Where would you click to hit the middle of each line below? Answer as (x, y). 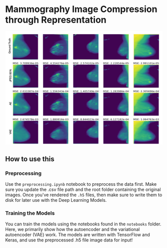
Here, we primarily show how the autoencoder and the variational (72, 229)
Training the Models (30, 213)
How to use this (30, 159)
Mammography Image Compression (81, 9)
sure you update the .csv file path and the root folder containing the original (83, 189)
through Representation (56, 20)
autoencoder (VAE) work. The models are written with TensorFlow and (77, 235)
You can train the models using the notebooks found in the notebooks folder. (83, 224)
